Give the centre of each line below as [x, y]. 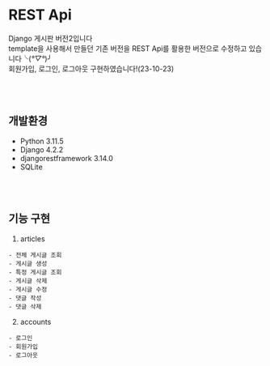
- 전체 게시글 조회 [35, 255]
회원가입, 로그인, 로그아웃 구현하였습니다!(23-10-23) [91, 68]
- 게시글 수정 [28, 289]
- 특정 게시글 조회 [35, 272]
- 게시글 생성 [28, 264]
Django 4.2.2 [42, 149]
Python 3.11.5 [42, 141]
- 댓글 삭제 [25, 306]
